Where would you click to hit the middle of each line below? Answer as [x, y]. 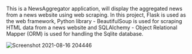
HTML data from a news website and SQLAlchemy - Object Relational [92, 27]
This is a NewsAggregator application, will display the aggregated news [94, 9]
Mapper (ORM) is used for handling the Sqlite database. [75, 34]
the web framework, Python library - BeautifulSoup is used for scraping [94, 21]
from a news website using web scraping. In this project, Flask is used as [96, 15]
